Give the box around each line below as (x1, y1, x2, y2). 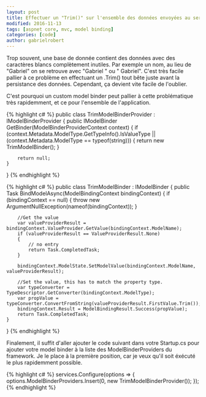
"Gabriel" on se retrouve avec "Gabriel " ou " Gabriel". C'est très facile (6, 67, 184, 74)
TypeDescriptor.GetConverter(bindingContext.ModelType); (6, 290, 155, 296)
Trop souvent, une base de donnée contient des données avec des (6, 55, 176, 61)
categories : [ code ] (6, 32, 56, 38)
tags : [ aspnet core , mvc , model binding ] (6, 26, 114, 33)
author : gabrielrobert (6, 37, 64, 44)
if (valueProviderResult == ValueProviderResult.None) (17, 231, 161, 237)
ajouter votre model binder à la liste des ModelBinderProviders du (6, 346, 172, 353)
